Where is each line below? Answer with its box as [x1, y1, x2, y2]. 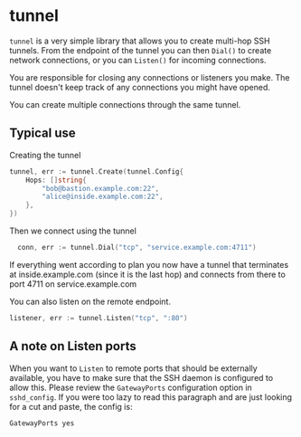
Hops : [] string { [25, 176, 88, 185]
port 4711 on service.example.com [9, 278, 137, 290]
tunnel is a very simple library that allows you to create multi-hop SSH [9, 35, 270, 46]
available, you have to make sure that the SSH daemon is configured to [9, 372, 274, 383]
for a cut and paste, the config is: [9, 401, 133, 412]
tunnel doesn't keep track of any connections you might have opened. [9, 81, 271, 92]
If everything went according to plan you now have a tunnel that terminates [9, 259, 289, 270]
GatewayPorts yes [9, 418, 75, 428]
